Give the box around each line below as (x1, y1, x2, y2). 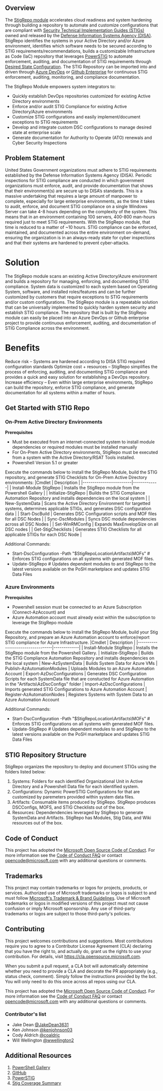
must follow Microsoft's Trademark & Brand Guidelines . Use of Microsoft (5, 895, 150, 901)
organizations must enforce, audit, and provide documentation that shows (5, 182, 153, 188)
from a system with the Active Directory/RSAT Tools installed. (12, 455, 135, 460)
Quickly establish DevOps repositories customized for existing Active (12, 93, 151, 99)
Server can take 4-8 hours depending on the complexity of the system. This (5, 208, 157, 214)
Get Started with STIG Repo (5, 404, 90, 412)
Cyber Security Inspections (12, 139, 67, 146)
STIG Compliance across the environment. (5, 325, 90, 331)
